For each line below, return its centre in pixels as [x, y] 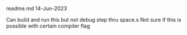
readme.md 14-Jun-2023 [37, 8]
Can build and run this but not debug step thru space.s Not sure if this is [94, 20]
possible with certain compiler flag [48, 26]
